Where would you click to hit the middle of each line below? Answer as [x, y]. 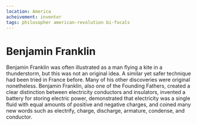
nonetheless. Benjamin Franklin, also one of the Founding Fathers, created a [98, 86]
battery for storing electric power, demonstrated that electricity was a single [98, 98]
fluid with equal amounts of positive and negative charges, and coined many [98, 105]
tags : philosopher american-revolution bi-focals [68, 22]
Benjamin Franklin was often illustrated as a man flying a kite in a [84, 67]
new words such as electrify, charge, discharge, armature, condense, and [96, 111]
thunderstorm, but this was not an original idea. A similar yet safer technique [98, 74]
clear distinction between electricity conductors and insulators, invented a [96, 92]
